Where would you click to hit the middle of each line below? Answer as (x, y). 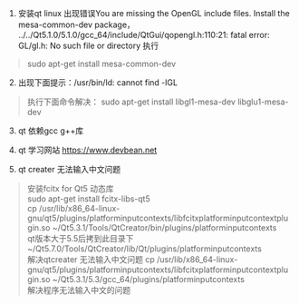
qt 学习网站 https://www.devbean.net (87, 150)
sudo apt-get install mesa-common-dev (101, 64)
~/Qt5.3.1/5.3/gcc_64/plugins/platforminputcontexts (148, 279)
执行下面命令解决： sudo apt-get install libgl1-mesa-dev (131, 102)
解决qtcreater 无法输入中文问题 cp (91, 260)
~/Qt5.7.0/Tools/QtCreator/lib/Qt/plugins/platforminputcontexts (145, 249)
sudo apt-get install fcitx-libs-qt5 (89, 199)
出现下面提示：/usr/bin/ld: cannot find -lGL (98, 83)
